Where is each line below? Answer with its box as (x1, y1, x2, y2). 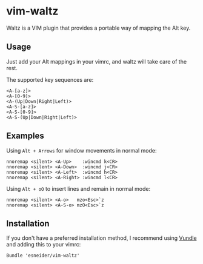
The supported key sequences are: (6, 76, 94, 83)
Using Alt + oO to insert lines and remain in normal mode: (6, 185, 150, 192)
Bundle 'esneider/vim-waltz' (6, 252, 80, 259)
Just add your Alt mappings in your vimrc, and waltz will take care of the (6, 58, 187, 65)
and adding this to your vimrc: (6, 241, 81, 248)
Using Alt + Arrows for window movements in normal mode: (6, 147, 157, 154)
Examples (6, 131, 44, 141)
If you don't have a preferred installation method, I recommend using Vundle (6, 234, 197, 242)
